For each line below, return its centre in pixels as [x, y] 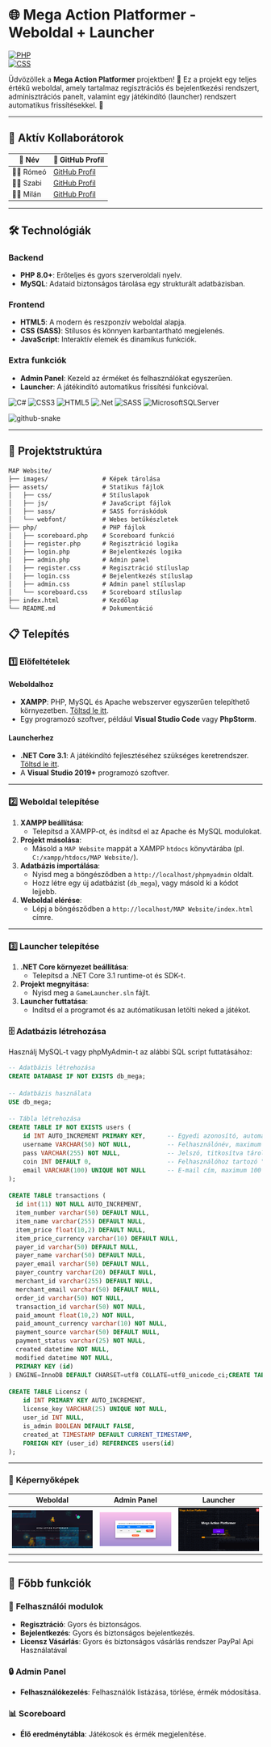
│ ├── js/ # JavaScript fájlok [90, 503]
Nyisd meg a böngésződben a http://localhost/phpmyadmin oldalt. [143, 874]
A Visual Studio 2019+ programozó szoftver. [94, 773]
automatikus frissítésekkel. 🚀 [56, 105]
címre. [43, 917]
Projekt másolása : [51, 840]
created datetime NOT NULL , [63, 1350]
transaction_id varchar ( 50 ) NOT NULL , [81, 1307]
